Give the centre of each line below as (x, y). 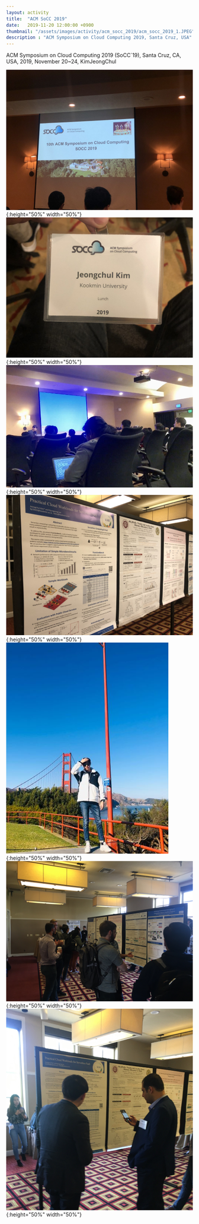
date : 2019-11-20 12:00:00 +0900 (50, 25)
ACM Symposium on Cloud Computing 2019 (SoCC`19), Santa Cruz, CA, (94, 55)
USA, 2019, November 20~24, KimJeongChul (61, 62)
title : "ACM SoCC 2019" (37, 19)
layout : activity (28, 12)
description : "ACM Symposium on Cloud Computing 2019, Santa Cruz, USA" (99, 38)
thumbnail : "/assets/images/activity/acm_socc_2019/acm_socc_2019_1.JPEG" (100, 31)
